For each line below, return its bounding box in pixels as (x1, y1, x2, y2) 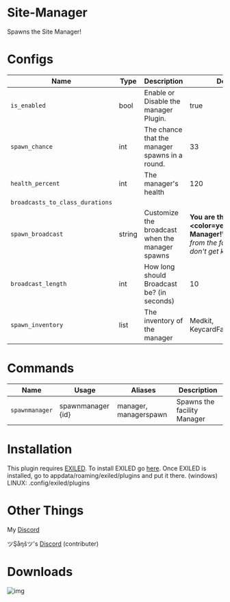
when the (144, 233, 175, 243)
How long (144, 262, 175, 272)
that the (144, 133, 169, 143)
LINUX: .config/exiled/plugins (7, 479, 90, 487)
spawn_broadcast (10, 230, 64, 238)
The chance (144, 125, 183, 134)
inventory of (144, 315, 183, 325)
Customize (144, 208, 179, 217)
